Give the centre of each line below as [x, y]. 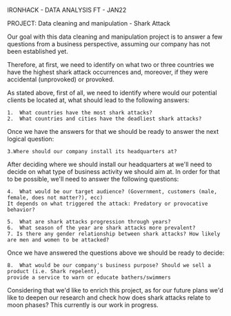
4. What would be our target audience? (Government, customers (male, [112, 192]
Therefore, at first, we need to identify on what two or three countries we [111, 65]
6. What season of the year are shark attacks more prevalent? [101, 228]
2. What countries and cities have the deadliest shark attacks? [104, 119]
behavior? [21, 210]
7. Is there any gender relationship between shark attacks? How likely [114, 234]
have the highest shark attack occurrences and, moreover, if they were [108, 72]
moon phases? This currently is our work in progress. [83, 305]
